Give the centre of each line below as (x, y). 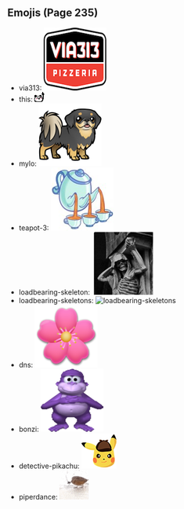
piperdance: (38, 496)
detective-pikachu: (49, 466)
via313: (30, 88)
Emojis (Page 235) (53, 13)
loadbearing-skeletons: (56, 300)
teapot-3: (34, 228)
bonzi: (29, 429)
